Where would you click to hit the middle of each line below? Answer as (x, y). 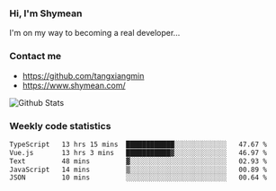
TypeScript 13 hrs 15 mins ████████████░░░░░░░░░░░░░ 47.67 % (138, 144)
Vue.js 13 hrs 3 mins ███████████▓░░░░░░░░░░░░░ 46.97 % (138, 152)
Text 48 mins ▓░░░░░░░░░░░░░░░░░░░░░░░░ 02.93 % (138, 161)
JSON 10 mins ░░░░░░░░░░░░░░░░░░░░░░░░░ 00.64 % (138, 178)
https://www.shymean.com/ (74, 85)
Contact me (36, 56)
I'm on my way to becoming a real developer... (95, 33)
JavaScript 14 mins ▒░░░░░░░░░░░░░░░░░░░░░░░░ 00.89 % (138, 169)
